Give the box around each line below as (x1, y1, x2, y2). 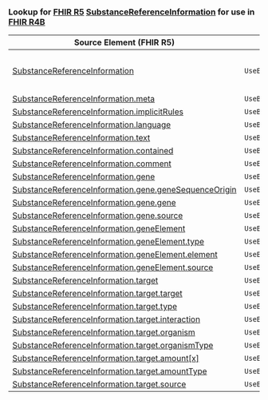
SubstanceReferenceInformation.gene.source (12, 210, 183, 221)
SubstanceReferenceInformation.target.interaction (12, 314, 201, 325)
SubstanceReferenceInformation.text (12, 133, 151, 144)
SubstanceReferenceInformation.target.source (12, 378, 187, 390)
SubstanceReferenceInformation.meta (12, 93, 156, 105)
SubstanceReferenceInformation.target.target (12, 288, 183, 299)
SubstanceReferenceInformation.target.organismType (12, 340, 214, 351)
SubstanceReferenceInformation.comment (12, 158, 171, 169)
